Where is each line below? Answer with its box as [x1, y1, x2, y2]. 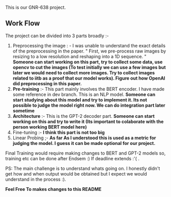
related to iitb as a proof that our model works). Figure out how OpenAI [12, 75, 165, 81]
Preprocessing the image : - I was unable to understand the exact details [12, 42, 166, 48]
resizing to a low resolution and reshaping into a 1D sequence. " [12, 53, 147, 59]
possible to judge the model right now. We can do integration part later [12, 102, 166, 108]
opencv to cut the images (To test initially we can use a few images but [12, 64, 166, 70]
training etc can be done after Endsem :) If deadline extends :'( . [5, 155, 139, 161]
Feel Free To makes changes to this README [5, 186, 102, 192]
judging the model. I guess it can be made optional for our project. [12, 140, 156, 146]
